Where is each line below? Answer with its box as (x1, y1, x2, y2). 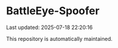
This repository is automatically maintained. (6, 35, 113, 42)
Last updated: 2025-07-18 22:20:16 (6, 24, 93, 31)
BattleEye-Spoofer (6, 4, 100, 18)
